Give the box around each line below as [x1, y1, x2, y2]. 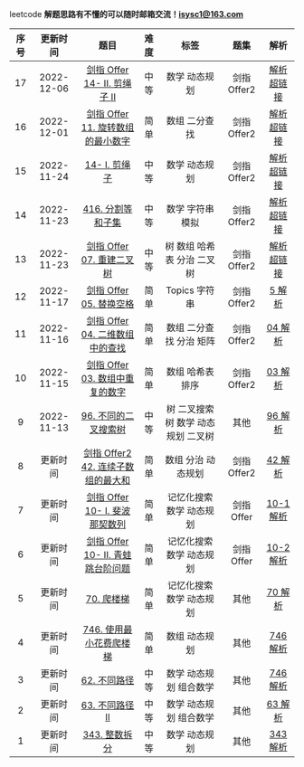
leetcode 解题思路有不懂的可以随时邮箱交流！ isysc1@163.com [9, 9, 244, 19]
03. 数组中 [81, 373, 126, 384]
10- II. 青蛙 [83, 549, 132, 561]
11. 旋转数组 [81, 121, 135, 134]
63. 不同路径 [81, 699, 135, 711]
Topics [166, 284, 195, 297]
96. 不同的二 [81, 410, 135, 421]
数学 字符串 [166, 203, 214, 215]
